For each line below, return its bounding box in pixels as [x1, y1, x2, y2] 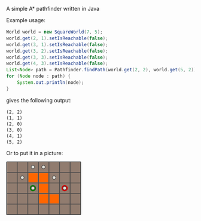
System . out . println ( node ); [17, 80, 84, 86]
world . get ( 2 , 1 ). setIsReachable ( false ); [6, 35, 109, 41]
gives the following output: [6, 96, 72, 104]
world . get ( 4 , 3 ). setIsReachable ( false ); [6, 60, 109, 66]
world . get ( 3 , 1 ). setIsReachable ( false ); [6, 41, 109, 47]
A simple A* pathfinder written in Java [6, 5, 100, 12]
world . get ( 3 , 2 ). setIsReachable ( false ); [6, 48, 109, 54]
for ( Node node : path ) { [6, 73, 71, 80]
